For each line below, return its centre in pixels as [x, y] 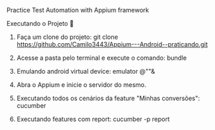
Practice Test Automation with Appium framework [78, 10]
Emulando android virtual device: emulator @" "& [86, 71]
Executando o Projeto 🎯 [40, 23]
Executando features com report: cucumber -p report [93, 119]
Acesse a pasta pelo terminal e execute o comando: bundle [102, 58]
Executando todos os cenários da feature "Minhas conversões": [108, 98]
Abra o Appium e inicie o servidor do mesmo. [81, 85]
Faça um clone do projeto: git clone [67, 37]
